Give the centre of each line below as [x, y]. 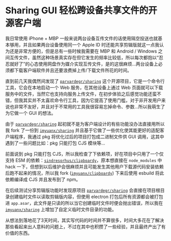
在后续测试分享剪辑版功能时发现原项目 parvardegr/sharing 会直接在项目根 [83, 190]
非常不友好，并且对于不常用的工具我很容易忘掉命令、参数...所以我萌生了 [90, 106]
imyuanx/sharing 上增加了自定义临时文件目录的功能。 [61, 209]
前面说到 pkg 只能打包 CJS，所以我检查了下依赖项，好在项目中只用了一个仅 [84, 154]
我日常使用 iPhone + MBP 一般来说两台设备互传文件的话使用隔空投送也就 [82, 38]
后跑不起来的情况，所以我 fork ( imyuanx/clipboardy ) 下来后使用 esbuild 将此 [85, 173]
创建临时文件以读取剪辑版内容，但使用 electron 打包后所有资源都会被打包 [86, 197]
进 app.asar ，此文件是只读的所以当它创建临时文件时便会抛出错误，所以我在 [84, 203]
